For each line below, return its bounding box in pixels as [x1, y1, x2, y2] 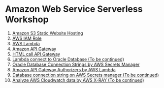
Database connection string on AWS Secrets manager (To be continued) [12, 72, 159, 78]
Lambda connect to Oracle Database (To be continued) [12, 56, 125, 62]
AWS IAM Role [12, 35, 42, 41]
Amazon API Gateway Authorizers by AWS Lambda [12, 66, 116, 72]
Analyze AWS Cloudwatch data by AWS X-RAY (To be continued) [12, 77, 144, 83]
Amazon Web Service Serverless [5, 3, 143, 15]
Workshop [5, 14, 49, 25]
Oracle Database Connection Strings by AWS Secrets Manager [12, 61, 140, 67]
